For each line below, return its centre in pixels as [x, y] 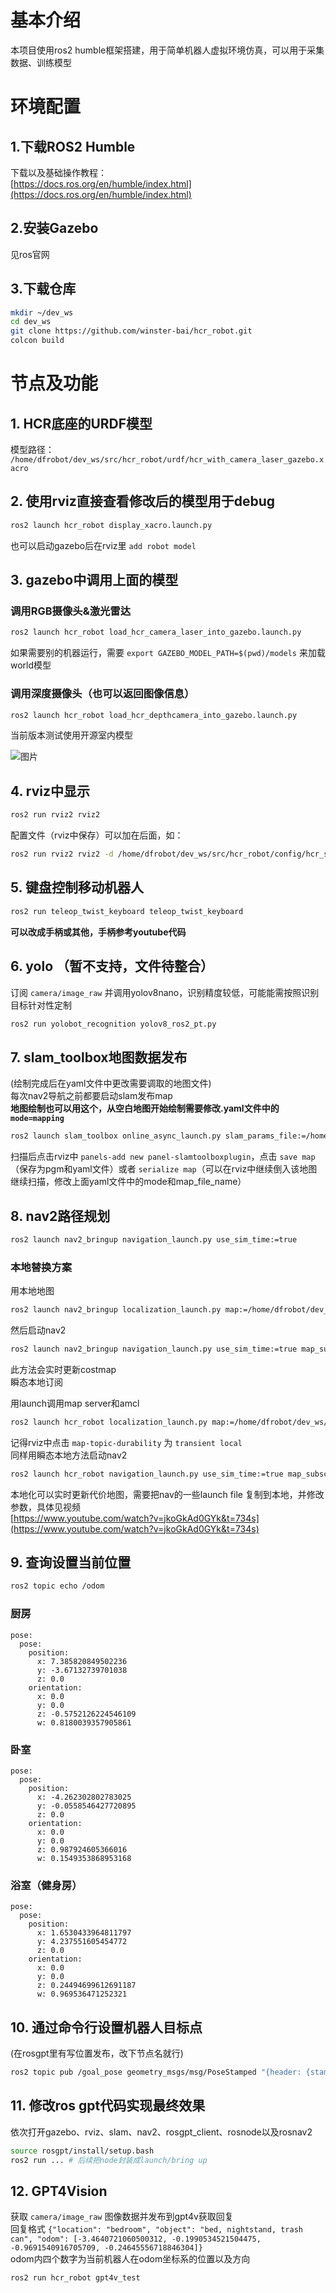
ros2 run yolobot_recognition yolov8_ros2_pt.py [113, 1024]
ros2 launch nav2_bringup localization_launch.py [116, 1310]
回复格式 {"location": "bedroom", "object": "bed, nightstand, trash [156, 2229]
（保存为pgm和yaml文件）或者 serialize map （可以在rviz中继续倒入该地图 [164, 1169]
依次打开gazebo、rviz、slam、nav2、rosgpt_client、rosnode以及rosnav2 [161, 2132]
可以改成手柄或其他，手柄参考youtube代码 [98, 932]
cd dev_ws [31, 322]
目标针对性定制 [41, 1005]
